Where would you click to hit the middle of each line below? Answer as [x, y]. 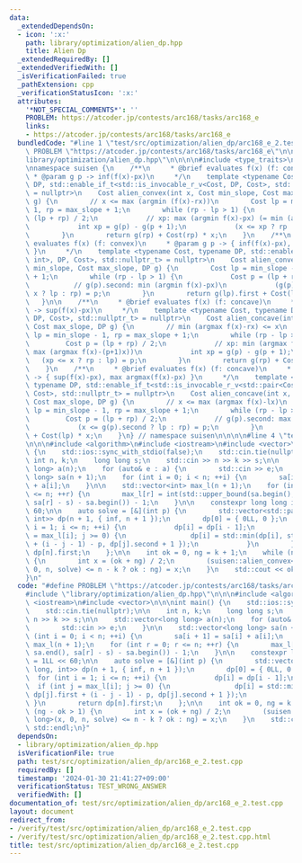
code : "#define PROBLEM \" [68, 586]
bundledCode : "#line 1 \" [66, 143]
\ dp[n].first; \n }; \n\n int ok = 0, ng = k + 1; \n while [154, 552]
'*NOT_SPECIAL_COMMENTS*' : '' [82, 110]
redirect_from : [38, 820]
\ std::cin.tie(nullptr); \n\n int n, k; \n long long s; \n [154, 611]
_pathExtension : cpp [56, 85]
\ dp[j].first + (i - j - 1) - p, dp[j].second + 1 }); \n [136, 694]
